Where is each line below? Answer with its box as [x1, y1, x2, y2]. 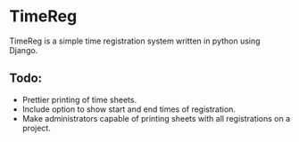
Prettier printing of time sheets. [21, 94, 137, 105]
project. [21, 122, 51, 133]
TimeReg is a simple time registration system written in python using [9, 35, 261, 46]
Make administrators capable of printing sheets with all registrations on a [21, 113, 291, 123]
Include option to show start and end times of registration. [21, 104, 237, 114]
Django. [9, 44, 38, 55]
